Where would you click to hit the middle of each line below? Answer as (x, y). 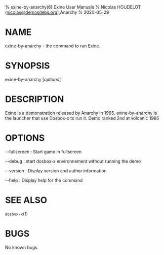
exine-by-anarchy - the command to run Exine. (53, 46)
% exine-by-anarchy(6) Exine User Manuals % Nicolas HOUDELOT (73, 7)
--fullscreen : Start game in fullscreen (43, 152)
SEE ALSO (26, 200)
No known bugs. (22, 247)
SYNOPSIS (28, 66)
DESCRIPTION (35, 99)
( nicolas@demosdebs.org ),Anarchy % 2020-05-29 (57, 12)
